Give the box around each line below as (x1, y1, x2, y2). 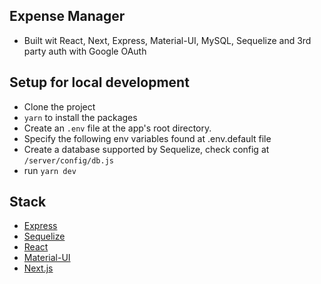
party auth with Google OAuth (23, 45, 147, 57)
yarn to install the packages (23, 111, 138, 123)
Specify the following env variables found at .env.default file (23, 132, 272, 144)
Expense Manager (9, 8, 126, 25)
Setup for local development (9, 74, 190, 91)
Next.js (23, 262, 54, 274)
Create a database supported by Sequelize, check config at (23, 143, 270, 155)
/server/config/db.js (23, 155, 114, 166)
